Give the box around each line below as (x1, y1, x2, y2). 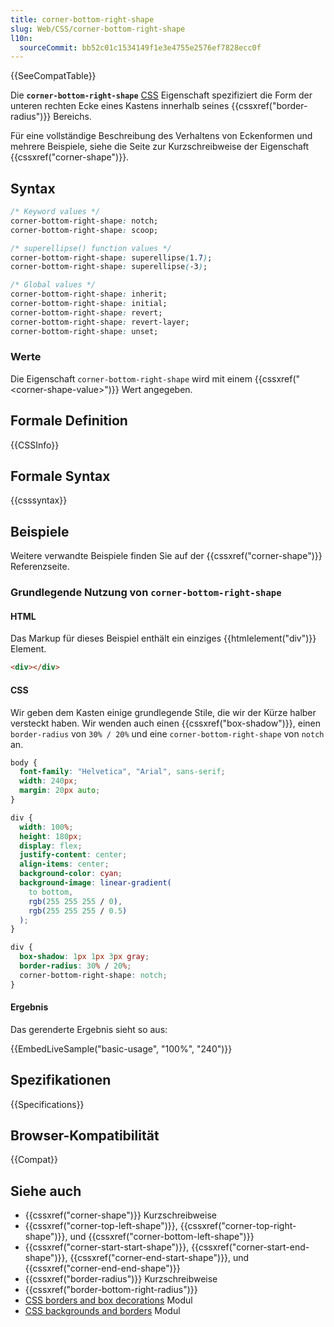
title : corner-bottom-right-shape (10, 14, 155, 25)
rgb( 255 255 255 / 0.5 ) (28, 906, 128, 916)
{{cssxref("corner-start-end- (191, 1241, 310, 1253)
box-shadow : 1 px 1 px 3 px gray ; (19, 952, 150, 962)
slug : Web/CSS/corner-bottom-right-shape (10, 24, 186, 34)
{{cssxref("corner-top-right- (179, 1220, 297, 1232)
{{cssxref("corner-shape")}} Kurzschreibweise (24, 1209, 217, 1221)
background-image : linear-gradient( (19, 878, 172, 888)
